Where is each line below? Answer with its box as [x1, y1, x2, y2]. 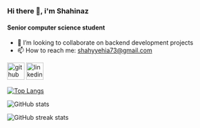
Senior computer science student [7, 23, 106, 32]
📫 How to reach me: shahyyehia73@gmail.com [17, 46, 153, 54]
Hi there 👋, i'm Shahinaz [7, 6, 89, 16]
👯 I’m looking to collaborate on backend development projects [17, 39, 194, 47]
